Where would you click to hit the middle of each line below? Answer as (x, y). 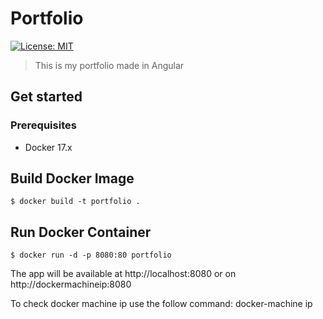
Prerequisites (43, 125)
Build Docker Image (72, 178)
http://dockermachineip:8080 (71, 284)
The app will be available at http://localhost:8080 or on (123, 274)
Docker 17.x (48, 147)
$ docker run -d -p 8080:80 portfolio (91, 255)
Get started (46, 97)
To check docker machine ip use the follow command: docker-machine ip (161, 304)
